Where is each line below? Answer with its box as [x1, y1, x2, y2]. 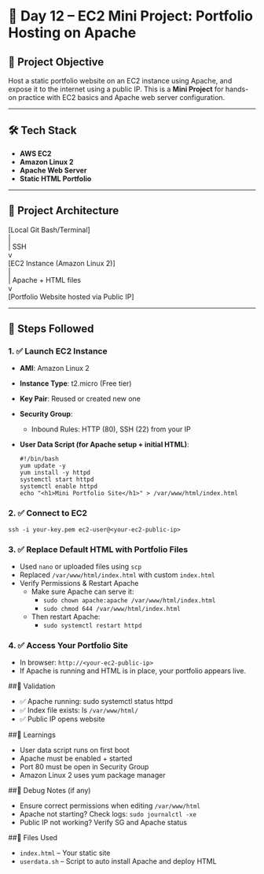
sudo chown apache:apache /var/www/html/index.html [42, 596, 216, 605]
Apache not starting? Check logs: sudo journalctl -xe [19, 809, 196, 819]
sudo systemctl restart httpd [42, 621, 142, 629]
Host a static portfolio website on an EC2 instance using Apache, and [8, 76, 233, 85]
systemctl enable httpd [19, 483, 98, 491]
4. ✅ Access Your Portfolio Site [8, 639, 128, 650]
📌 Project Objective [8, 55, 104, 69]
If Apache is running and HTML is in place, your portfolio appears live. [19, 666, 246, 676]
